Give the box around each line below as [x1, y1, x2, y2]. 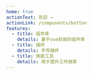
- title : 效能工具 [11, 53, 54, 59]
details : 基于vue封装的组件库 [17, 36, 85, 42]
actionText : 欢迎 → [6, 14, 53, 20]
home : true [6, 8, 34, 15]
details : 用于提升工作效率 [17, 58, 77, 64]
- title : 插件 [11, 42, 45, 48]
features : [6, 25, 31, 32]
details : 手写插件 [17, 48, 59, 54]
